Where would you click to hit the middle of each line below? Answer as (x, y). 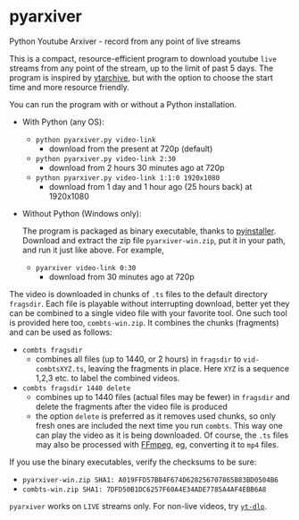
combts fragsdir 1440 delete (76, 388)
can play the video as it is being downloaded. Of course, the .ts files (162, 435)
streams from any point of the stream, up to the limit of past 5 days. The (141, 68)
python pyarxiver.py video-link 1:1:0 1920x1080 (128, 178)
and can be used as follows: (61, 332)
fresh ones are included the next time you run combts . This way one (159, 425)
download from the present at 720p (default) (131, 149)
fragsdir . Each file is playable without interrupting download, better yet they (149, 303)
